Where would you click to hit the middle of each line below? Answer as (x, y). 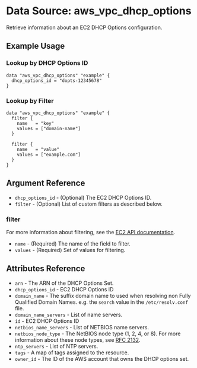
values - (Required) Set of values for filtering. (70, 250)
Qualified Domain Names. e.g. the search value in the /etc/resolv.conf (101, 302)
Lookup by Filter (30, 100)
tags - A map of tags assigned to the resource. (72, 353)
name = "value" (38, 149)
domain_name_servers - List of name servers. (69, 314)
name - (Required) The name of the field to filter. (72, 244)
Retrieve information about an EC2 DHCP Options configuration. (84, 27)
